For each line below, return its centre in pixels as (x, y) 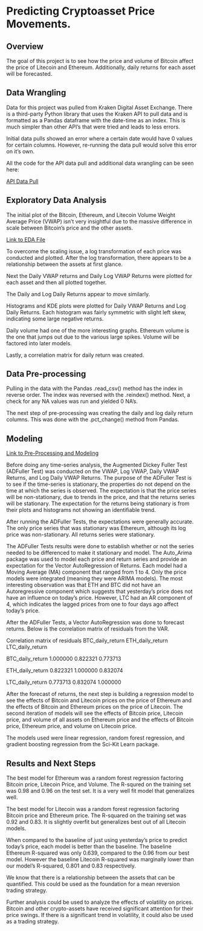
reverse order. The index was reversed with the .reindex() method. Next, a (98, 395)
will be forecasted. (29, 74)
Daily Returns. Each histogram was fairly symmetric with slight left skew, (96, 312)
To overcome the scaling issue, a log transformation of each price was (94, 251)
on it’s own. (21, 151)
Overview (25, 46)
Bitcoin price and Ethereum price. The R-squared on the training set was (96, 815)
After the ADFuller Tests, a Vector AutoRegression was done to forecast (95, 623)
